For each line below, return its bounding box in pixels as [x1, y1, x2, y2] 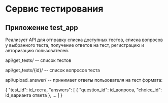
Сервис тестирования [5, 3, 104, 15]
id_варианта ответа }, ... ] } [5, 92, 62, 98]
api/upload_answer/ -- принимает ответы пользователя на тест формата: [5, 77, 163, 83]
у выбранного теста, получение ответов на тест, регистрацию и [5, 42, 145, 48]
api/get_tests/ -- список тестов [5, 57, 72, 63]
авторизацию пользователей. [5, 48, 70, 53]
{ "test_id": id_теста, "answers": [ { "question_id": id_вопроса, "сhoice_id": [5, 87, 162, 93]
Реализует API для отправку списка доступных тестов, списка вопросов [5, 37, 163, 43]
